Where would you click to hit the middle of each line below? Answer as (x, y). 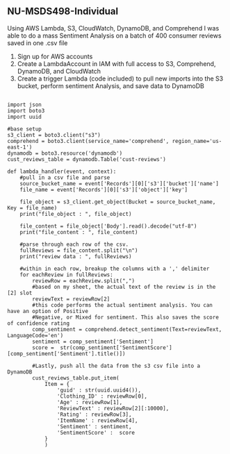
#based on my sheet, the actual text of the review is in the (124, 287)
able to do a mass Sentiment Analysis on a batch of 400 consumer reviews (114, 35)
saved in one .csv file (38, 43)
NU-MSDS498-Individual (63, 11)
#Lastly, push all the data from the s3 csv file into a (116, 366)
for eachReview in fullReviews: (66, 275)
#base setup (24, 129)
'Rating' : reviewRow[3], (94, 414)
